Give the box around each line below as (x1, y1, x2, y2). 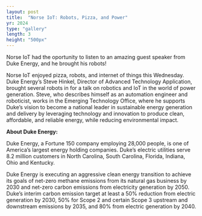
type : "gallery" (6, 25, 47, 32)
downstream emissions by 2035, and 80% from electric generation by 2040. (6, 203, 197, 210)
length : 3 (6, 31, 31, 37)
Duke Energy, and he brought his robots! (6, 60, 107, 67)
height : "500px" (6, 37, 47, 43)
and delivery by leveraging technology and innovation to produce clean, (6, 110, 185, 117)
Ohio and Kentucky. (6, 159, 55, 166)
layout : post (6, 8, 39, 15)
